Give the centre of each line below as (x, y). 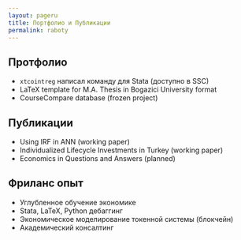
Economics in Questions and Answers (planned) (97, 158)
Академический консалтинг (67, 227)
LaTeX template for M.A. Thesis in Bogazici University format (118, 90)
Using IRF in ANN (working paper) (74, 142)
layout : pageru (33, 15)
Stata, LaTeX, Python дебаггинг (71, 211)
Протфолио (38, 62)
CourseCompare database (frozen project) (89, 98)
